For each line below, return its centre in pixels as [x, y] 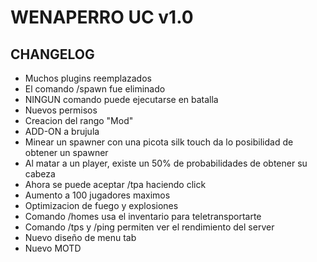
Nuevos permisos [61, 110]
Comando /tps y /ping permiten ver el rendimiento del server [149, 227]
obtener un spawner [66, 152]
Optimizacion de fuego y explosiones [101, 205]
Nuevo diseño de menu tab [80, 237]
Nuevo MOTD [53, 248]
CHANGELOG [52, 54]
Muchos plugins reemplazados [88, 78]
